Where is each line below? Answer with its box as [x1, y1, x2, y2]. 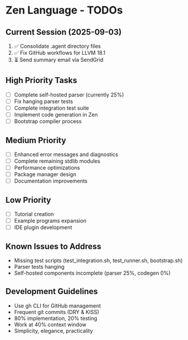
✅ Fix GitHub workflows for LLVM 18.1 [14, 49, 105, 56]
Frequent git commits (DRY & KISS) [14, 308, 100, 315]
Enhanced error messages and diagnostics [14, 151, 118, 158]
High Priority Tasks [5, 75, 77, 85]
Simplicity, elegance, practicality [14, 327, 93, 334]
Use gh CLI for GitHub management [14, 302, 101, 309]
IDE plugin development [14, 224, 72, 231]
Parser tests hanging [14, 263, 65, 270]
